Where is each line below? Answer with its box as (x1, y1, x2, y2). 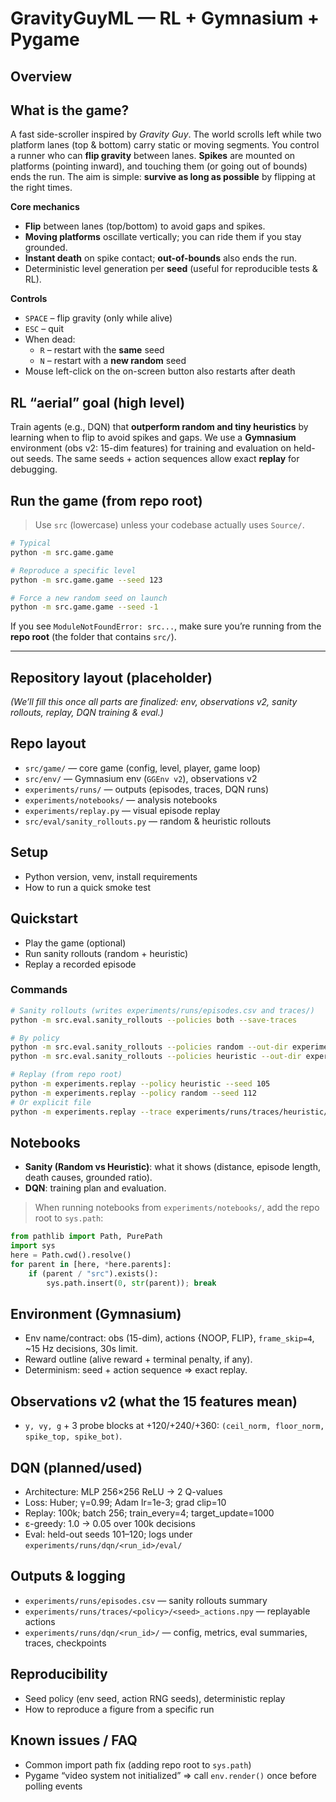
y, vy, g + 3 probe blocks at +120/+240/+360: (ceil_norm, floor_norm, (24, 1420, 325, 1432)
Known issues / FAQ (10, 1732, 138, 1749)
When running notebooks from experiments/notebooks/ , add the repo (34, 1202, 320, 1214)
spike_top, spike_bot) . (24, 1430, 123, 1442)
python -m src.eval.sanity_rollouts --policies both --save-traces (10, 1015, 298, 1025)
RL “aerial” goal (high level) (10, 394, 186, 411)
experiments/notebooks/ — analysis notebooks (24, 793, 218, 806)
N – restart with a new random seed (39, 355, 187, 367)
